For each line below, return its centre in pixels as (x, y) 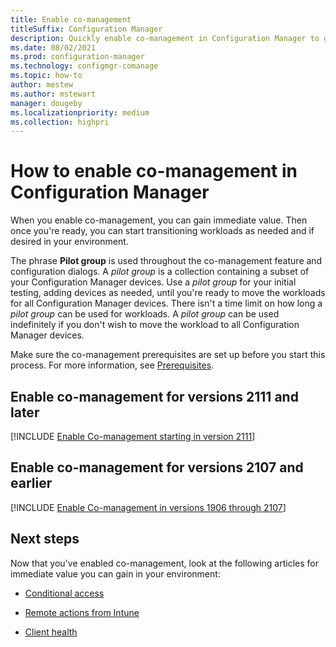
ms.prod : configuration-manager (77, 57)
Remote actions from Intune (82, 612)
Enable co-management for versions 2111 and (154, 396)
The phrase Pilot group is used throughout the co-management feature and (166, 261)
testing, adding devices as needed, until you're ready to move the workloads (168, 293)
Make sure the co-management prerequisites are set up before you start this (168, 355)
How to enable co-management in (154, 171)
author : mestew (42, 85)
